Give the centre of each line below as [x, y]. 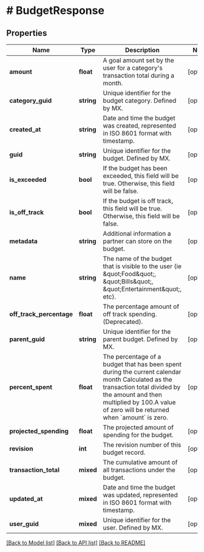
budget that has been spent [142, 364]
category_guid [31, 101]
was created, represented [139, 126]
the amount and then [132, 395]
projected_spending [39, 431]
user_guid [24, 524]
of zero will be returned [136, 410]
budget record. [124, 452]
